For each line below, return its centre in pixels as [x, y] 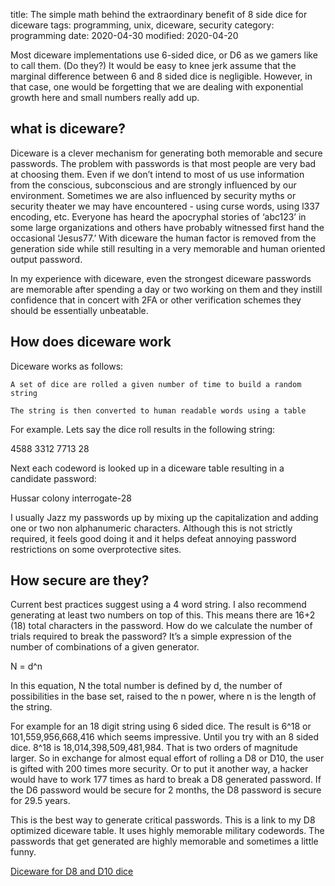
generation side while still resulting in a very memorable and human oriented [168, 248]
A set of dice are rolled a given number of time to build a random [156, 384]
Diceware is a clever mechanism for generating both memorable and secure [166, 153]
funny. [23, 852]
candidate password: [53, 478]
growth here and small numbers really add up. [105, 97]
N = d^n [26, 666]
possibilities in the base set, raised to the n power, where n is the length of [163, 696]
